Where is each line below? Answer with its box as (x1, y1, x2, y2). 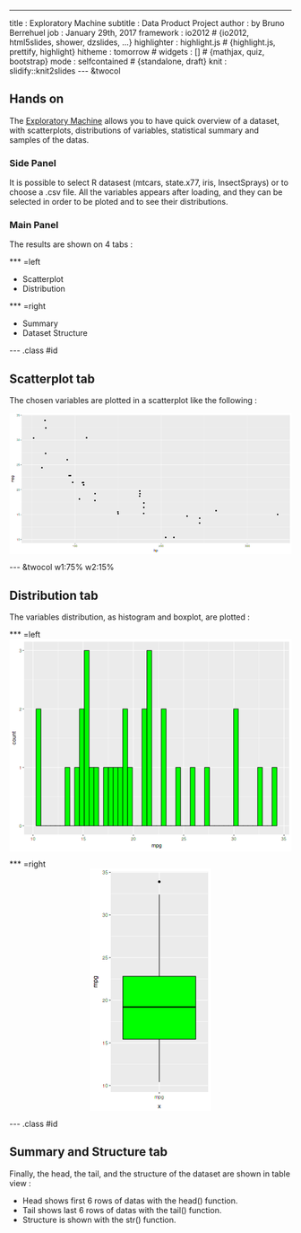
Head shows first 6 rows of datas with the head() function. (21, 1195, 238, 1206)
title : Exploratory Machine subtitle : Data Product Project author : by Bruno (9, 18, 285, 28)
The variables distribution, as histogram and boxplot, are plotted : (9, 612, 251, 622)
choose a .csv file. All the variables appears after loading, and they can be (9, 187, 283, 198)
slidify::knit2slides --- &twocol (9, 66, 121, 76)
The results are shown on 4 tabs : (9, 239, 133, 250)
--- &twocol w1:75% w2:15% (9, 562, 115, 573)
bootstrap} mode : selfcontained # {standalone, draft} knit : (9, 56, 228, 66)
